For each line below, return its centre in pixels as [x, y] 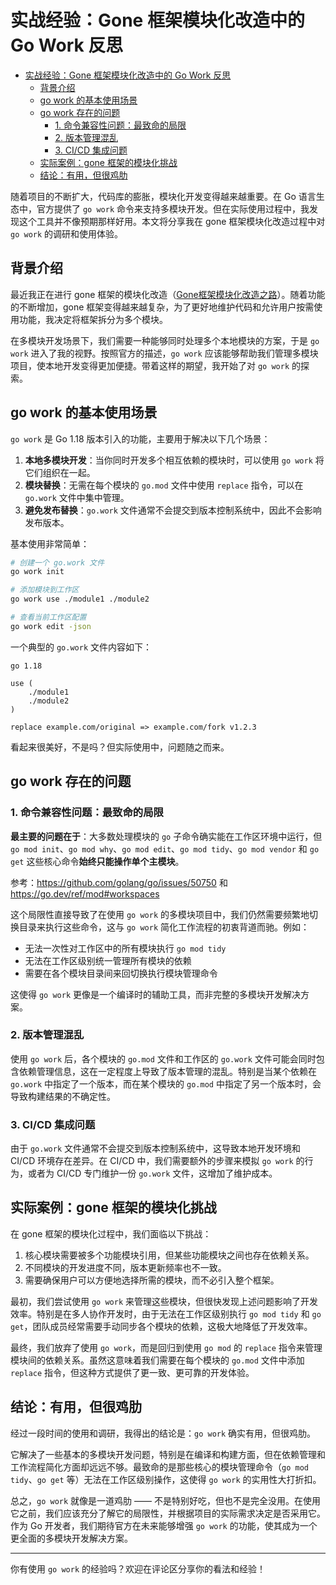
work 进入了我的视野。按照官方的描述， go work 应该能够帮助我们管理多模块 [164, 353]
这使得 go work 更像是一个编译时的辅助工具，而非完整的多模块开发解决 [155, 994]
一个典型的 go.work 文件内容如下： [81, 647]
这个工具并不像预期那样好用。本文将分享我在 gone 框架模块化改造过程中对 [172, 221]
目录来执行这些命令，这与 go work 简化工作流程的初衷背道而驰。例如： [164, 927]
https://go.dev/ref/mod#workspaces [85, 893]
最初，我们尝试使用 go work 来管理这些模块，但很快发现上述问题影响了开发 [164, 1301]
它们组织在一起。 [60, 472]
